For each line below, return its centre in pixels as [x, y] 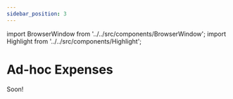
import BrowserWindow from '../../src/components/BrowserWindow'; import [116, 34]
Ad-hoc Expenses [60, 69]
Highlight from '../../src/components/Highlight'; [74, 41]
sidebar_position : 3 [37, 14]
